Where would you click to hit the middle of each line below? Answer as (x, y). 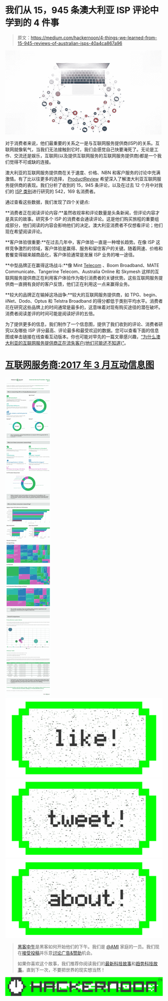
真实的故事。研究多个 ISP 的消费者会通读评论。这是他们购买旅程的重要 (82, 219)
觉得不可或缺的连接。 (31, 162)
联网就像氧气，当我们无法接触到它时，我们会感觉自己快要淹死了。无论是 (79, 149)
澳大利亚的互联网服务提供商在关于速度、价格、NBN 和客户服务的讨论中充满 (83, 172)
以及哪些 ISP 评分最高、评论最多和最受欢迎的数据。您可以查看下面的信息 (84, 330)
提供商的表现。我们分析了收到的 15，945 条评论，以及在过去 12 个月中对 (84, 185)
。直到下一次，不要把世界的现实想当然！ (63, 970)
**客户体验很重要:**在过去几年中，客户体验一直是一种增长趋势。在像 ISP (80, 242)
